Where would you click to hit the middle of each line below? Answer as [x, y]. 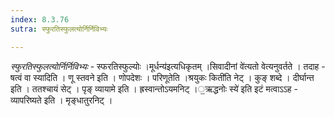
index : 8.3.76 [40, 19]
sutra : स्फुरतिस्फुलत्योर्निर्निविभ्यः [59, 29]
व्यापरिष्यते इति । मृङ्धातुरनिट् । [61, 100]
